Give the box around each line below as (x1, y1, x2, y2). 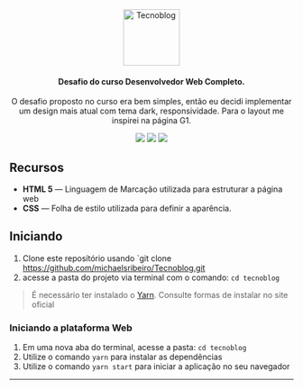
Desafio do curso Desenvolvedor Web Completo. (58, 76, 245, 86)
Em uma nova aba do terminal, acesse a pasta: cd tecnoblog (22, 342, 247, 353)
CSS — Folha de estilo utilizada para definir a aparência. (22, 203, 232, 214)
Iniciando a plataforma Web (9, 321, 133, 334)
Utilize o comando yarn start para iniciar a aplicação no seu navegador (22, 361, 290, 372)
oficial (31, 299, 55, 310)
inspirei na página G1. (111, 115, 192, 126)
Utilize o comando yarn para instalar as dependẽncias (22, 351, 223, 363)
